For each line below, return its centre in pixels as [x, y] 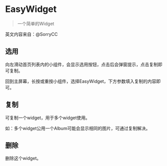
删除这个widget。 [23, 159]
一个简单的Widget [36, 23]
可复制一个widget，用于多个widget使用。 [48, 118]
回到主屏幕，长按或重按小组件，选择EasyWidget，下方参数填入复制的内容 [81, 81]
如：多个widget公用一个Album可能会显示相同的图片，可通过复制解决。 [78, 128]
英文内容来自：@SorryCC [32, 34]
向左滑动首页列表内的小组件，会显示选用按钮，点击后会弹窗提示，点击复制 [82, 64]
